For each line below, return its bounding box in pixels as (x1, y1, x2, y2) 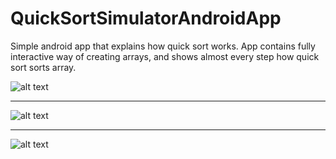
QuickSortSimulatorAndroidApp (10, 7, 282, 30)
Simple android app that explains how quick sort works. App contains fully (10, 40, 316, 52)
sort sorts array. (10, 61, 77, 73)
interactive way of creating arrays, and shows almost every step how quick (10, 50, 320, 62)
